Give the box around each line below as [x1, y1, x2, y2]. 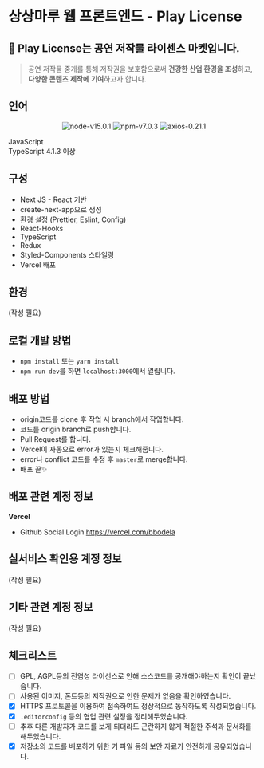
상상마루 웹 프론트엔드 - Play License [8, 7, 242, 26]
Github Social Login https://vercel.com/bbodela [19, 527, 175, 537]
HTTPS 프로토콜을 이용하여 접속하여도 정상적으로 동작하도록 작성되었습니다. [19, 701, 257, 711]
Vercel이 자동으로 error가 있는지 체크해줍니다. [19, 444, 164, 455]
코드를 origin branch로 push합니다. [19, 424, 132, 435]
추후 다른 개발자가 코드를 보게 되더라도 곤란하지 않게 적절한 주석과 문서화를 [19, 721, 253, 731]
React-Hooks [19, 223, 64, 233]
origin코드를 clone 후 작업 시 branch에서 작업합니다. [19, 415, 184, 424]
